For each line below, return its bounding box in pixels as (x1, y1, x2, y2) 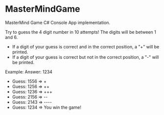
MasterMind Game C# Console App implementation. (5, 20, 111, 25)
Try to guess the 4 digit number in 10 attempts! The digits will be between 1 (5, 29, 157, 35)
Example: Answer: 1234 (5, 69, 53, 74)
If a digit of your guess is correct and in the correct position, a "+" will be (12, 44, 160, 49)
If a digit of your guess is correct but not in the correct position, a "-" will (12, 54, 159, 60)
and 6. (5, 34, 18, 40)
